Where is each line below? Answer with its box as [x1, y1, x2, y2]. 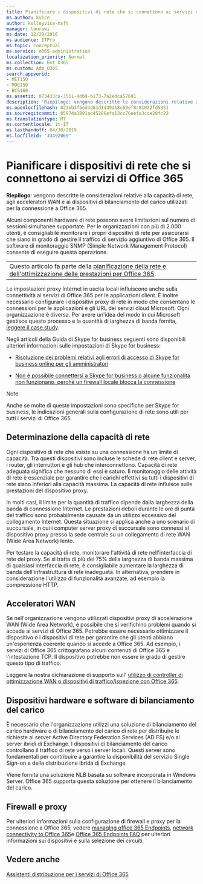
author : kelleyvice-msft [6, 20, 69, 26]
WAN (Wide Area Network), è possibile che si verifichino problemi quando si [6, 621, 196, 628]
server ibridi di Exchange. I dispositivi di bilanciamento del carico [6, 740, 168, 748]
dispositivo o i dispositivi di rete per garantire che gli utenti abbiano [6, 634, 173, 641]
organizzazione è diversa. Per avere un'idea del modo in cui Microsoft [6, 311, 181, 318]
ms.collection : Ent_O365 [6, 59, 69, 65]
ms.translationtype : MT [6, 116, 66, 122]
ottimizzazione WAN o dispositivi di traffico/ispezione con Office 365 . [6, 678, 179, 685]
